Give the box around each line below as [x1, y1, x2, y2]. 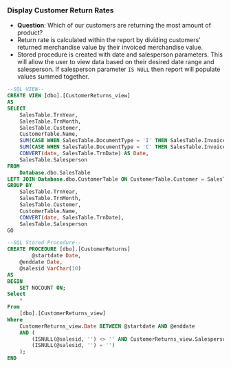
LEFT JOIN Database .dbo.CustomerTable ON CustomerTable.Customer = [7, 175, 205, 183]
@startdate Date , [32, 252, 81, 259]
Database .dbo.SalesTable [19, 169, 91, 176]
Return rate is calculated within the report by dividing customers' [16, 36, 201, 44]
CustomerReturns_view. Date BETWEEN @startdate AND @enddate [19, 323, 195, 330]
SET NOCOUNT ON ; [19, 284, 67, 291]
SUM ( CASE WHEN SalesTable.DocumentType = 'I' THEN [19, 137, 168, 144]
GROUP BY [7, 182, 32, 189]
